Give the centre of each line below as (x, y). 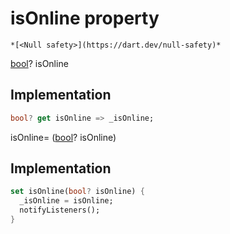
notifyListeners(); (60, 210)
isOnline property (85, 18)
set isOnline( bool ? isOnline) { (77, 192)
